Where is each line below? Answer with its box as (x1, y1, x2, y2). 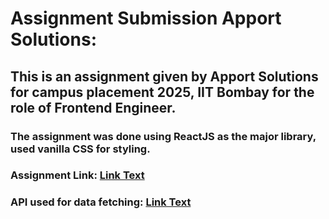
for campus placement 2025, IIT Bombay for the (10, 83, 315, 101)
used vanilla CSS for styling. (10, 142, 151, 156)
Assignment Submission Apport (10, 7, 282, 30)
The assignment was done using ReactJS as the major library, (10, 129, 317, 143)
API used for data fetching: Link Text (10, 195, 192, 209)
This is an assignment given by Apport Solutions (10, 68, 319, 85)
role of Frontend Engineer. (10, 99, 177, 116)
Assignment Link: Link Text (10, 168, 145, 182)
